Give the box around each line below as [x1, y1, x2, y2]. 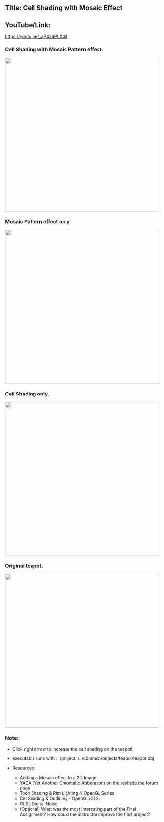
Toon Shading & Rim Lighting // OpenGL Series [19, 790, 115, 796]
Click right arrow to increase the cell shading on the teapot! [12, 746, 133, 752]
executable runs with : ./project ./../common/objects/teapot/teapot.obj [12, 756, 154, 761]
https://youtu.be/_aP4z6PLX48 [5, 34, 68, 40]
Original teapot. [5, 562, 43, 569]
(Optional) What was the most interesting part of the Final [19, 806, 136, 812]
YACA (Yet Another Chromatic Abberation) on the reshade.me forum [19, 780, 158, 786]
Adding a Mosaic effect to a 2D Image [19, 774, 97, 780]
